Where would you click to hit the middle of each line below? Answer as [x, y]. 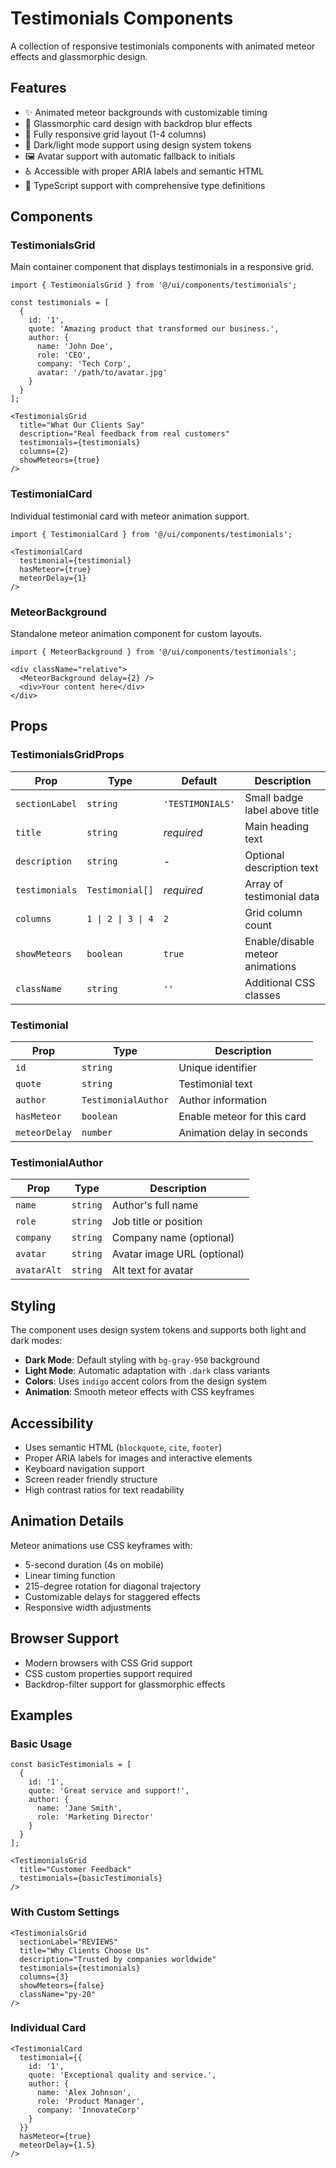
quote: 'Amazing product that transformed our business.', [154, 329]
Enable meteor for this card [242, 1117]
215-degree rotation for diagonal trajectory [113, 1586]
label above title [282, 810]
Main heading [277, 826]
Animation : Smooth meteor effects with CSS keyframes [139, 1392]
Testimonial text [215, 1084]
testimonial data [282, 896]
